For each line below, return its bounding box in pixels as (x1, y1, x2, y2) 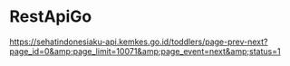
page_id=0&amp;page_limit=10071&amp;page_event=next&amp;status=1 (9, 45, 281, 56)
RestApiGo (9, 6, 92, 27)
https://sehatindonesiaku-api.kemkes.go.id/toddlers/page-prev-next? (9, 36, 268, 47)
